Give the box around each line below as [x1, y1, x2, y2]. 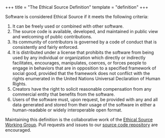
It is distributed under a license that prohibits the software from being [12, 49, 154, 55]
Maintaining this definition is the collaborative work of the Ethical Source [5, 117, 153, 122]
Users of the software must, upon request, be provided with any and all [12, 97, 158, 103]
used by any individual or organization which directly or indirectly [12, 55, 146, 61]
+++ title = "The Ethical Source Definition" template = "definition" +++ [5, 4, 149, 10]
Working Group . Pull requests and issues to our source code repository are [5, 122, 158, 128]
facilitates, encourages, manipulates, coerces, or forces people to [12, 60, 147, 66]
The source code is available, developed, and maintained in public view [12, 29, 159, 34]
